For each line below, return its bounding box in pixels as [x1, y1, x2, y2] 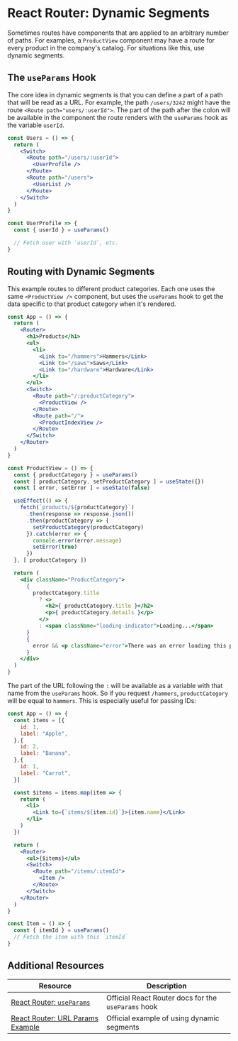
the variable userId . [7, 121, 65, 129]
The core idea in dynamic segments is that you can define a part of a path [7, 90, 223, 99]
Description [146, 981, 187, 991]
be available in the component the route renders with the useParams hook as [7, 113, 228, 121]
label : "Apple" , [20, 730, 69, 737]
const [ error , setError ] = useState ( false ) [13, 484, 151, 491]
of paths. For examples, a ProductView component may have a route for [7, 36, 215, 44]
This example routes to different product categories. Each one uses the [7, 284, 215, 293]
